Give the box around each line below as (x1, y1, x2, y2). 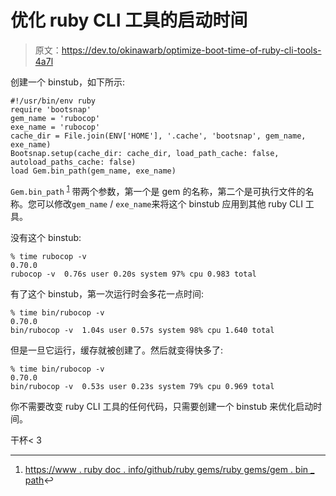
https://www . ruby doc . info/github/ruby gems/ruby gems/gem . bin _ (24, 463, 315, 475)
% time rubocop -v (10, 251, 87, 261)
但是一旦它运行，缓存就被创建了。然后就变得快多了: (10, 344, 224, 356)
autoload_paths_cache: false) (10, 157, 137, 167)
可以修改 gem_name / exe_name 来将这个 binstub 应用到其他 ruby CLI (36, 197, 303, 210)
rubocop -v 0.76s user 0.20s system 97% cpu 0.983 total (10, 269, 257, 279)
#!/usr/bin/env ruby (10, 96, 97, 106)
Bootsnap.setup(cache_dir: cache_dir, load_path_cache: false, (10, 148, 280, 158)
